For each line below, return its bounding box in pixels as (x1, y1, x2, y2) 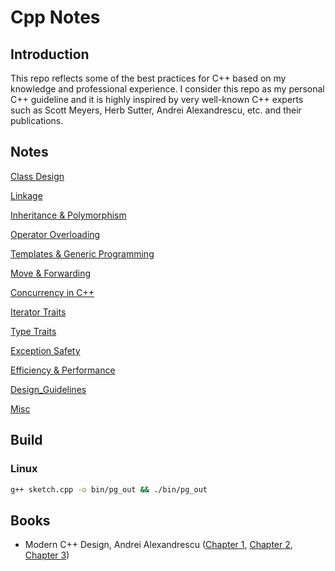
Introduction (10, 46, 90, 63)
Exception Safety (10, 344, 81, 356)
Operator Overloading (10, 228, 101, 240)
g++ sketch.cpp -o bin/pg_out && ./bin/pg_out (10, 484, 208, 495)
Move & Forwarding (10, 267, 92, 279)
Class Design (10, 170, 65, 182)
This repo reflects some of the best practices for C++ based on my (10, 72, 287, 84)
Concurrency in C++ (10, 286, 95, 298)
